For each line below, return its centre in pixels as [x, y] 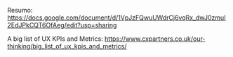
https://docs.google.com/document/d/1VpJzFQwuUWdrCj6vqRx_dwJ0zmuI [116, 18]
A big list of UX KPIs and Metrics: [55, 39]
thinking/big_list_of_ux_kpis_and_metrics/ [67, 46]
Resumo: [20, 10]
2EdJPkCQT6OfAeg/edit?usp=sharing [62, 25]
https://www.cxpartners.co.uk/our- [155, 39]
